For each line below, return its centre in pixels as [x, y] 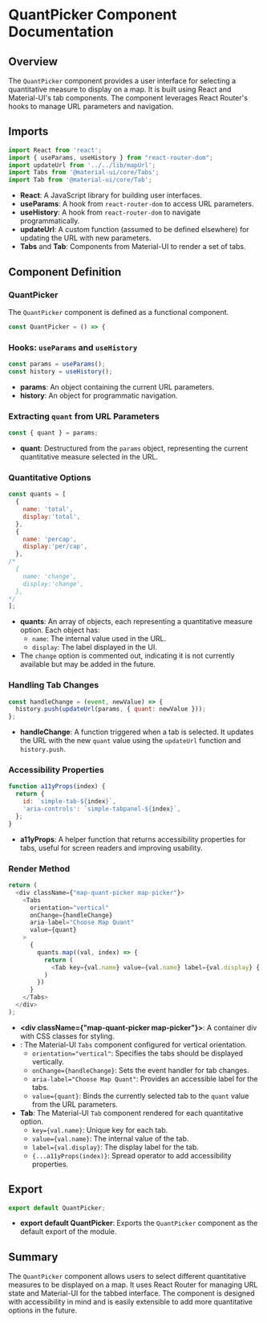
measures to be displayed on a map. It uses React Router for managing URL [133, 1285]
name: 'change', [50, 576]
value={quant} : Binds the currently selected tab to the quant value [140, 1096]
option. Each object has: [60, 630]
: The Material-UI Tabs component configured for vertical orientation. [133, 1044]
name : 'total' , [48, 509]
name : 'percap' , [50, 539]
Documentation [61, 32]
